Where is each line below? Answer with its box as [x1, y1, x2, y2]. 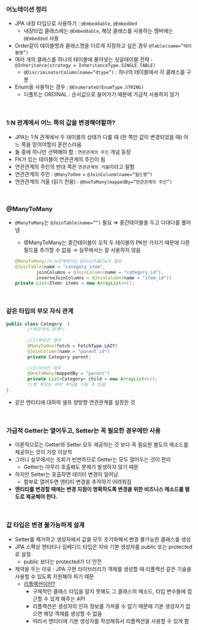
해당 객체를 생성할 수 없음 [43, 610, 103, 617]
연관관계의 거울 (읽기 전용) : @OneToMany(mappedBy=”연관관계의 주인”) [14, 178, 173, 185]
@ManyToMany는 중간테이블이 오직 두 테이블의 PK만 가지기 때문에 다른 [23, 239, 190, 246]
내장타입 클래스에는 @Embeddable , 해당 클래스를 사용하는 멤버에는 [23, 27, 174, 34]
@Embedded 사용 [23, 34, 59, 42]
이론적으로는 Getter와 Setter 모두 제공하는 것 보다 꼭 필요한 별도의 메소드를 [14, 441, 189, 448]
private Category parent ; [27, 354, 92, 360]
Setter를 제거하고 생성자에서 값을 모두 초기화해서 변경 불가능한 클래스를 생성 [14, 535, 191, 543]
